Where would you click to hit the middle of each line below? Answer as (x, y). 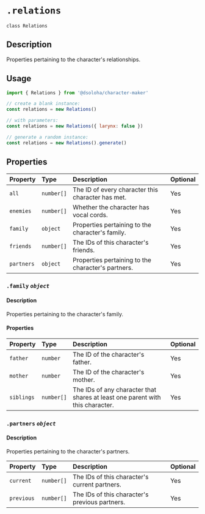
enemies (20, 211)
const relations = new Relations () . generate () (67, 143)
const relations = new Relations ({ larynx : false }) (75, 126)
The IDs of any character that (115, 389)
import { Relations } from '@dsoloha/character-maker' (77, 93)
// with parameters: (33, 121)
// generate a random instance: (47, 137)
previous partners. (99, 502)
